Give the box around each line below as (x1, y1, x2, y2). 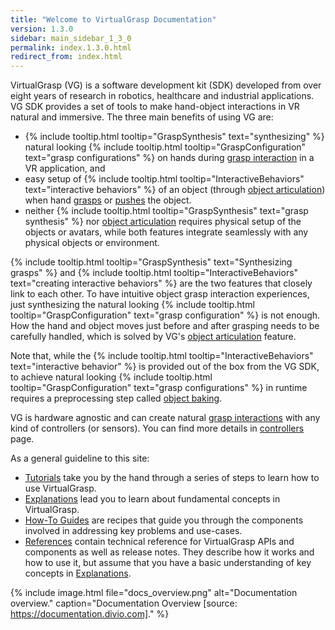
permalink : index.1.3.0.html (10, 42, 132, 53)
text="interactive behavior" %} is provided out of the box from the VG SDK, (10, 361, 320, 373)
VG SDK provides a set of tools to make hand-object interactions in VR (10, 101, 300, 113)
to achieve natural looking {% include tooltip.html (10, 371, 213, 383)
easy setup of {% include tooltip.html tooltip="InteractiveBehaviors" (24, 173, 305, 185)
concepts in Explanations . (24, 567, 132, 580)
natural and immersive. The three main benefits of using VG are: (10, 111, 274, 123)
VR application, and (24, 162, 106, 175)
